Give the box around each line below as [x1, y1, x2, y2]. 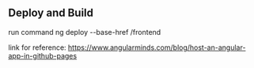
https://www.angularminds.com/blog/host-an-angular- [67, 43, 246, 52]
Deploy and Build [8, 6, 93, 20]
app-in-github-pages [8, 51, 78, 60]
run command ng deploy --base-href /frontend [8, 27, 161, 36]
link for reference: [8, 43, 66, 52]
